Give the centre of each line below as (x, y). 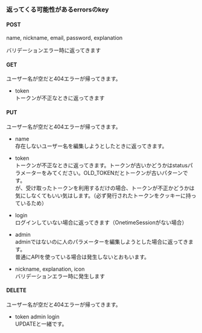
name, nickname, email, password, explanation (65, 38)
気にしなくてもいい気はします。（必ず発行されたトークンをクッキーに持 (103, 196)
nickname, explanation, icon (50, 269)
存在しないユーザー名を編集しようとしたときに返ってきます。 (91, 146)
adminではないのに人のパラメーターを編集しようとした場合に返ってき (102, 242)
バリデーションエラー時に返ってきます (54, 50)
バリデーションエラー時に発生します (60, 276)
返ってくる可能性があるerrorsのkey (58, 9)
